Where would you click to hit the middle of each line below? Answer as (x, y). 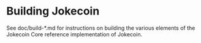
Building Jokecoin (53, 11)
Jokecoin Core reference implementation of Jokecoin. (74, 34)
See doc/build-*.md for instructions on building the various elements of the (101, 28)
